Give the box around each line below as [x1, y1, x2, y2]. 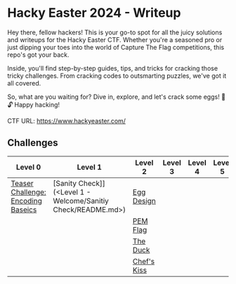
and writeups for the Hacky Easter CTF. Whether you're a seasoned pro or [7, 35, 223, 43]
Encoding [11, 196, 42, 205]
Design [132, 196, 157, 205]
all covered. [7, 79, 41, 87]
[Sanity [53, 178, 77, 188]
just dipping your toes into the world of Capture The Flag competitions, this [7, 43, 225, 51]
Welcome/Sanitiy [53, 196, 109, 205]
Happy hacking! [14, 100, 60, 109]
